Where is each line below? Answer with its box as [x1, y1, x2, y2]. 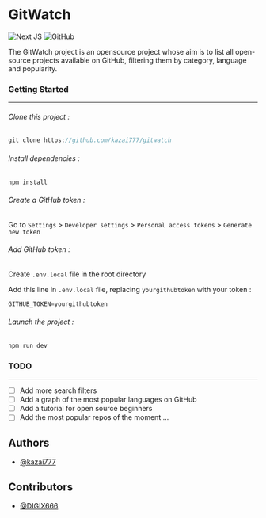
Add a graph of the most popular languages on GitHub [19, 394, 197, 405]
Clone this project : [8, 112, 70, 121]
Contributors [8, 480, 74, 493]
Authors [8, 436, 50, 449]
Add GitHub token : [8, 245, 70, 254]
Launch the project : [8, 317, 74, 326]
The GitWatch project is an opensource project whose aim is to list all [8, 47, 234, 56]
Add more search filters [19, 386, 97, 395]
